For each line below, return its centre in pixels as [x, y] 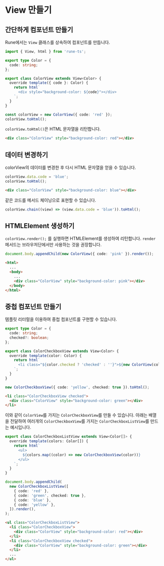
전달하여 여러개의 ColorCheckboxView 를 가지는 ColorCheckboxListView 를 [80, 421]
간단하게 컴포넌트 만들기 [39, 30]
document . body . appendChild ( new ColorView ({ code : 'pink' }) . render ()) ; [79, 254]
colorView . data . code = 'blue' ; [37, 177]
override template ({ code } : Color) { [49, 83]
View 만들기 [29, 10]
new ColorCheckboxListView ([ [39, 487]
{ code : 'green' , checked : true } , [50, 495]
